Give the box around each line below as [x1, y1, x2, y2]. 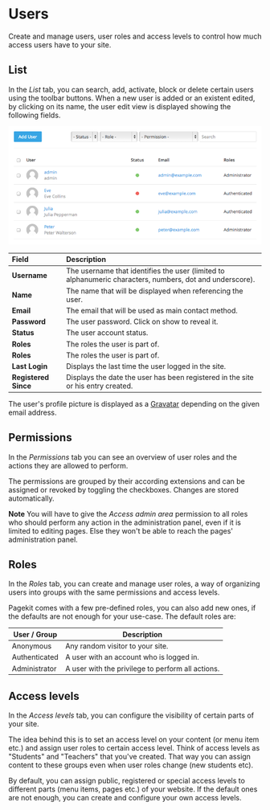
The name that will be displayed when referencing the [65, 286, 243, 296]
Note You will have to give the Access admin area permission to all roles [8, 509, 248, 518]
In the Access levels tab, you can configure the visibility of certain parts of [8, 710, 255, 720]
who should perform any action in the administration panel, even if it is [8, 517, 241, 527]
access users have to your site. [8, 39, 112, 49]
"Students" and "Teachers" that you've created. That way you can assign [8, 751, 252, 761]
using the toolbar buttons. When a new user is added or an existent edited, [8, 93, 256, 103]
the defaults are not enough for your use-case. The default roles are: [8, 612, 236, 621]
